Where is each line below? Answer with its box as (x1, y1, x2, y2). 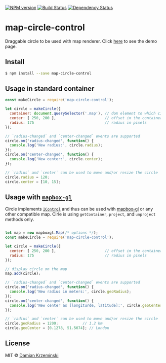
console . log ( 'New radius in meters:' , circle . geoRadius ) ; (9, 289, 132, 294)
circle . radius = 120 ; (5, 175, 50, 180)
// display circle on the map (5, 266, 68, 271)
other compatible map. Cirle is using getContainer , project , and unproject (5, 211, 156, 217)
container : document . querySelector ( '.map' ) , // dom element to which (9, 111, 156, 116)
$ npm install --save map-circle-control (5, 71, 92, 76)
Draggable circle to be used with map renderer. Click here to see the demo (5, 38, 157, 44)
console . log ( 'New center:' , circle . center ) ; (9, 157, 103, 162)
